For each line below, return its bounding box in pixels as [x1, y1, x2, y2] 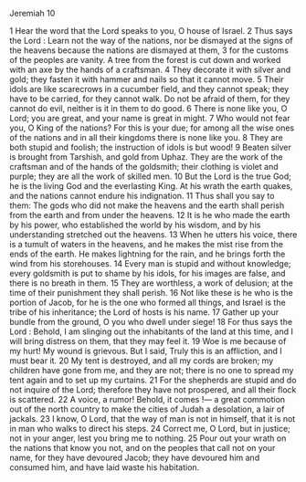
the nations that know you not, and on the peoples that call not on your [9, 443, 276, 453]
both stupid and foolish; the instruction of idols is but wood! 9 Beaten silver [9, 141, 292, 152]
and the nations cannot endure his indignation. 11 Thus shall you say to [9, 191, 275, 201]
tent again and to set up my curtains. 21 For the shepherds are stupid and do [9, 374, 297, 385]
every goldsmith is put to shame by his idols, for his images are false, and [9, 268, 286, 278]
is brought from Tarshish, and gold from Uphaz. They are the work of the [9, 152, 283, 162]
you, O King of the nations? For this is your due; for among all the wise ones [9, 122, 295, 133]
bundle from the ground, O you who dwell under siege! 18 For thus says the [9, 317, 293, 327]
